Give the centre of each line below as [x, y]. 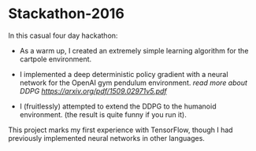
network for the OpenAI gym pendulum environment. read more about [134, 83]
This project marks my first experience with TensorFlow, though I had [121, 130]
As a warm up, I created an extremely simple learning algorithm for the [134, 50]
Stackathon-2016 [66, 14]
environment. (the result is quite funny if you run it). [103, 114]
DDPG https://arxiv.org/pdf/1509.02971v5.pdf [93, 90]
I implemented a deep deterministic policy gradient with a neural [124, 74]
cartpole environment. [56, 59]
